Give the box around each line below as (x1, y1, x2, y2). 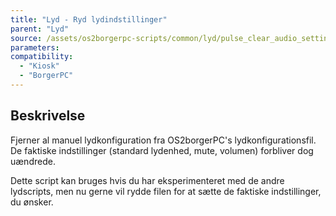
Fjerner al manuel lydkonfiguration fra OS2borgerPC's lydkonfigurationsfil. (10, 134, 317, 146)
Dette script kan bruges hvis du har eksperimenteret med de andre (10, 174, 285, 186)
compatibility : (10, 52, 74, 62)
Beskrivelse (10, 107, 86, 125)
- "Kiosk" (19, 61, 60, 71)
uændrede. (10, 155, 56, 167)
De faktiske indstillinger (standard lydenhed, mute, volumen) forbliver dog (10, 144, 314, 156)
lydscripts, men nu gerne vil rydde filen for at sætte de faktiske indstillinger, (10, 185, 322, 197)
